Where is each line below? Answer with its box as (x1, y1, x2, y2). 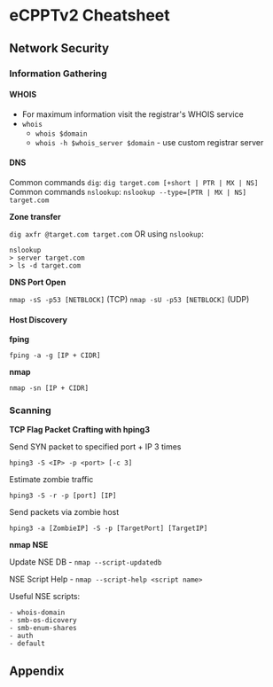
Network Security (9, 41, 109, 56)
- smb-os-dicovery (9, 616, 77, 625)
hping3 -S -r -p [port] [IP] (9, 491, 117, 501)
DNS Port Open (9, 277, 66, 287)
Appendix (9, 663, 65, 678)
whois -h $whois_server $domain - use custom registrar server (35, 137, 264, 147)
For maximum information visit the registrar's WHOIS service (21, 108, 244, 120)
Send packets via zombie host (9, 507, 120, 518)
